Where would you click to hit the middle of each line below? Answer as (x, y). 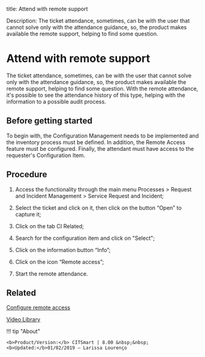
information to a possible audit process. (56, 101)
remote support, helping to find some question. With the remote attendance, (102, 88)
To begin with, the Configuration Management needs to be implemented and (102, 136)
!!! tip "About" (23, 331)
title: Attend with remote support (47, 9)
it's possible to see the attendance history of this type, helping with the (96, 95)
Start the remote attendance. (51, 274)
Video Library (24, 320)
